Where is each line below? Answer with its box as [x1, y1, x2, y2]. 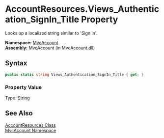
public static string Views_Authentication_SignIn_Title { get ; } [5, 72, 144, 77]
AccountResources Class [5, 122, 56, 128]
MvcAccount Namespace [5, 127, 56, 133]
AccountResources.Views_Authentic [5, 3, 160, 15]
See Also [5, 109, 33, 117]
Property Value [5, 83, 42, 90]
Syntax [5, 59, 27, 67]
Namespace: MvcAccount [5, 39, 59, 45]
